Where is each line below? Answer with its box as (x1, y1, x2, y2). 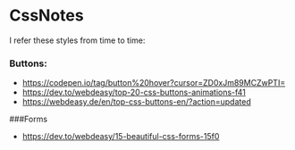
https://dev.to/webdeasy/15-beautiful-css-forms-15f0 (21, 131, 220, 142)
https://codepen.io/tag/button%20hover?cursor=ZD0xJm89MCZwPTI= (21, 78, 286, 88)
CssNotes (9, 5, 84, 26)
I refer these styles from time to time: (9, 35, 146, 46)
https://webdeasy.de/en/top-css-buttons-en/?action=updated (21, 96, 252, 107)
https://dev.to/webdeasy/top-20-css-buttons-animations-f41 (21, 87, 246, 98)
